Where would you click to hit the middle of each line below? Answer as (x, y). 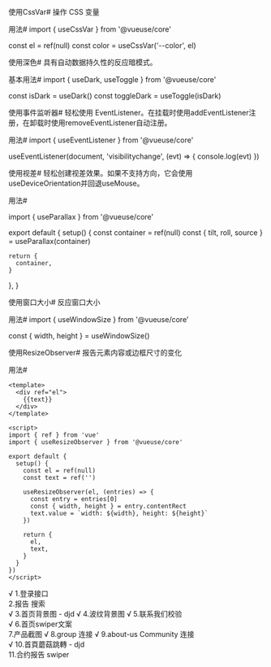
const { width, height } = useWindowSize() (79, 336)
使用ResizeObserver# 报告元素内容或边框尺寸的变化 (95, 353)
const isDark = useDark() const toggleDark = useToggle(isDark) (115, 96)
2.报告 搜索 (27, 604)
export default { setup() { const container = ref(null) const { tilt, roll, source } (136, 233)
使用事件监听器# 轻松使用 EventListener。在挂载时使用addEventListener (129, 113)
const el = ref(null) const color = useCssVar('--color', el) (102, 46)
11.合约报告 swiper (39, 654)
